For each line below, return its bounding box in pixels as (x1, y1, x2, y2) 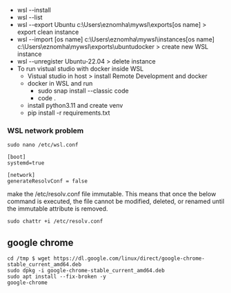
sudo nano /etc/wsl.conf (7, 142, 79, 149)
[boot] (7, 153, 26, 161)
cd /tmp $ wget (7, 255, 51, 262)
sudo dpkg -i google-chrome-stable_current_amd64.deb (7, 267, 165, 274)
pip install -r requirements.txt (27, 108, 110, 117)
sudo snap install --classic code (37, 86, 129, 95)
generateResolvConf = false (7, 178, 88, 185)
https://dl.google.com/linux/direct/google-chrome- (53, 255, 205, 262)
